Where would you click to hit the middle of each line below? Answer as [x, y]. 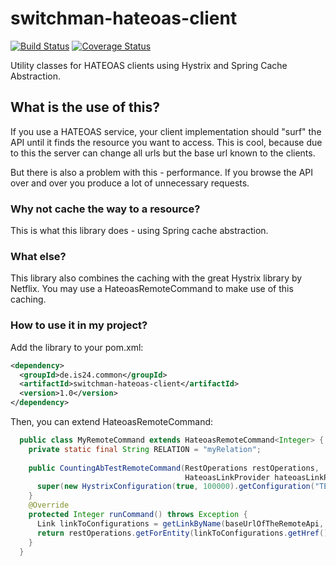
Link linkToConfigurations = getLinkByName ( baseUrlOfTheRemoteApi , [180, 523]
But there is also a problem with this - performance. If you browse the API [162, 172]
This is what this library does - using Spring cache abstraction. [139, 231]
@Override [49, 505]
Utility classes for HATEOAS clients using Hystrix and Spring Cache [149, 65]
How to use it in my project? [79, 325]
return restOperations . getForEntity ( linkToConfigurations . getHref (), [184, 533]
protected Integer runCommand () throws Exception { [138, 515]
